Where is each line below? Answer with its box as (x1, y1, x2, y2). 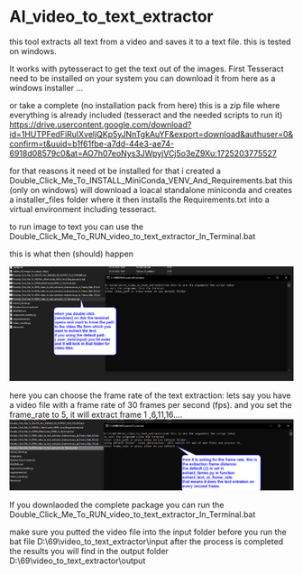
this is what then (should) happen (9, 248, 133, 259)
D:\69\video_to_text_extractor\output (9, 555, 146, 566)
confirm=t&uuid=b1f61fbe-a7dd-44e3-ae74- (9, 138, 174, 149)
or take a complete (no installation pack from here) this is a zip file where (9, 99, 280, 110)
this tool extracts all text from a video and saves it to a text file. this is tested (9, 36, 291, 47)
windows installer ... (9, 82, 84, 93)
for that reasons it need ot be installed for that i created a (9, 165, 221, 176)
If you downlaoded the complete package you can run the (9, 499, 225, 510)
